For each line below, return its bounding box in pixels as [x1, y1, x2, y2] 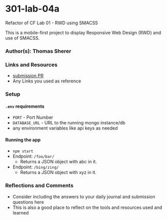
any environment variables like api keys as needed [12, 125, 118, 131]
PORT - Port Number [12, 114, 54, 120]
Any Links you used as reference [12, 78, 81, 84]
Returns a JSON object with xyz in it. [20, 169, 97, 175]
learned [12, 209, 29, 215]
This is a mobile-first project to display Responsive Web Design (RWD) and [5, 29, 161, 35]
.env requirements [5, 103, 45, 109]
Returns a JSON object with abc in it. [20, 159, 97, 165]
